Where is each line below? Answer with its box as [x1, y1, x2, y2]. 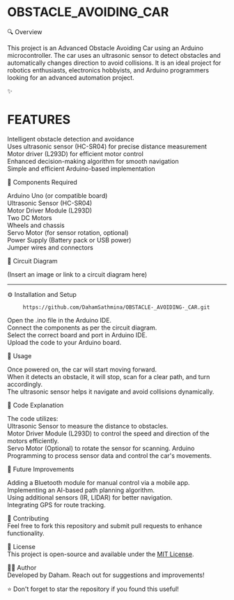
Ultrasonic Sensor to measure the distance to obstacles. [7, 422, 169, 430]
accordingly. [7, 380, 43, 388]
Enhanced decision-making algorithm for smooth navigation [7, 157, 179, 165]
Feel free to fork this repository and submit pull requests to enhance [7, 521, 203, 530]
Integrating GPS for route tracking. [7, 500, 106, 509]
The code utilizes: [7, 414, 58, 422]
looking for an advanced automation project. [7, 73, 134, 82]
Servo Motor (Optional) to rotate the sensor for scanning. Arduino [7, 444, 195, 452]
